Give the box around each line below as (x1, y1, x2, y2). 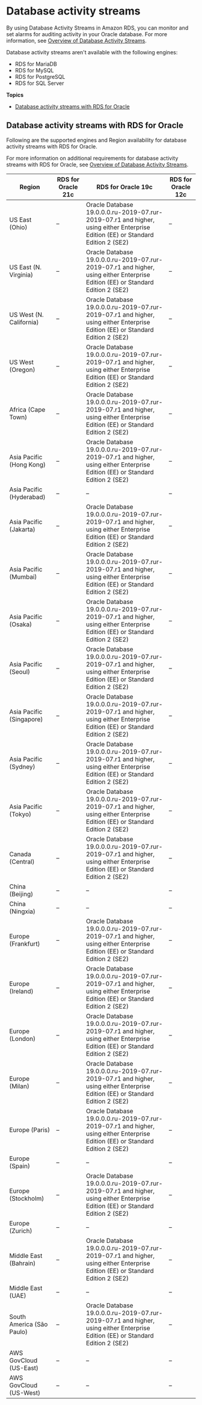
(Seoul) (9, 667, 31, 676)
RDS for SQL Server (14, 80, 64, 87)
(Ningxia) (9, 907, 36, 916)
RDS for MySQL (14, 66, 54, 74)
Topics (6, 91, 24, 98)
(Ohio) (9, 223, 28, 231)
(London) (9, 1034, 36, 1043)
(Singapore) (9, 715, 43, 723)
